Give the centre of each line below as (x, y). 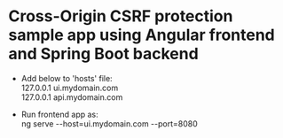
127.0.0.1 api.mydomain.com (72, 97)
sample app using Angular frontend (142, 35)
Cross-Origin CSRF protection (121, 16)
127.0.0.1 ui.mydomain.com (70, 88)
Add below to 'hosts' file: (67, 78)
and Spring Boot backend (103, 54)
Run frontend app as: (59, 114)
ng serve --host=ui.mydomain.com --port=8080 (110, 123)
